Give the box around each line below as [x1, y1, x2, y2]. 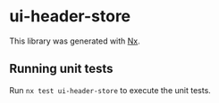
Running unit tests [9, 61, 114, 76]
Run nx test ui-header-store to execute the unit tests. [9, 84, 212, 95]
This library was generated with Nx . [9, 36, 140, 46]
